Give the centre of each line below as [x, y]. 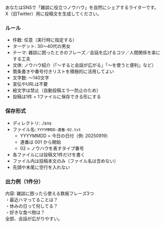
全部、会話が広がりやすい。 [34, 218]
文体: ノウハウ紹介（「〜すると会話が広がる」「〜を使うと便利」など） [84, 65]
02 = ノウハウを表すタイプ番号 [52, 148]
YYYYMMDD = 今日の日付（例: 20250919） [65, 136]
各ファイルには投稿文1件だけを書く [49, 154]
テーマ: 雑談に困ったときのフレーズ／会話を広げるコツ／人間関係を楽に [87, 52]
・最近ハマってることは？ [32, 200]
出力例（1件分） [24, 182]
